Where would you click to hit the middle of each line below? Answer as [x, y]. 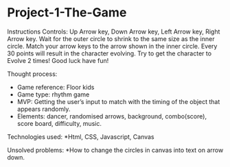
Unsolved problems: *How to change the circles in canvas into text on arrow [115, 150]
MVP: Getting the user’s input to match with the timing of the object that [118, 101]
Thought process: [32, 74]
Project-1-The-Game [67, 13]
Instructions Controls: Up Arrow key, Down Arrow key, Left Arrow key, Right [114, 31]
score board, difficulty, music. [59, 123]
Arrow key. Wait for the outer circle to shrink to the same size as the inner [111, 38]
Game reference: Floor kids [56, 87]
